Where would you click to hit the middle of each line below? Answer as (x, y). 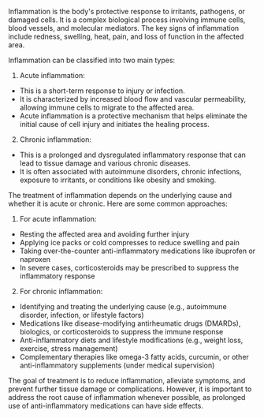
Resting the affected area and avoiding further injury (104, 234)
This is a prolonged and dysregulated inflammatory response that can (133, 155)
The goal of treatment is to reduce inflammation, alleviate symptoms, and (127, 381)
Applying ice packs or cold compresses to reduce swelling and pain (130, 243)
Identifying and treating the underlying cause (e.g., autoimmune (123, 306)
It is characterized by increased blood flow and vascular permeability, (133, 99)
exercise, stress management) (69, 349)
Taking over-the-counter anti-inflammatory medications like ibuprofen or (138, 251)
